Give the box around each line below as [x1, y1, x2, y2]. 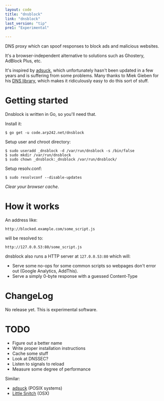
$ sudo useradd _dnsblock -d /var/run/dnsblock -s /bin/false [5, 148, 135, 154]
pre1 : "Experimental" [5, 26, 49, 30]
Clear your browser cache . [5, 184, 59, 189]
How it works [5, 201, 60, 212]
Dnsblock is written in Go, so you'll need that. [5, 111, 96, 117]
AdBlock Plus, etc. [5, 58, 42, 64]
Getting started [5, 95, 69, 106]
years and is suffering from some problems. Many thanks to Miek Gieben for [5, 73, 159, 79]
